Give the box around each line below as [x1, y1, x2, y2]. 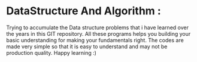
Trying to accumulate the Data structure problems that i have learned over [6, 24, 189, 31]
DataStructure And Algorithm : [6, 4, 162, 18]
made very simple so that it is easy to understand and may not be [6, 43, 168, 50]
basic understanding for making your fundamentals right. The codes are [6, 36, 184, 44]
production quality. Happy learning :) [6, 49, 97, 56]
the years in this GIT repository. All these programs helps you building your [6, 30, 191, 37]
